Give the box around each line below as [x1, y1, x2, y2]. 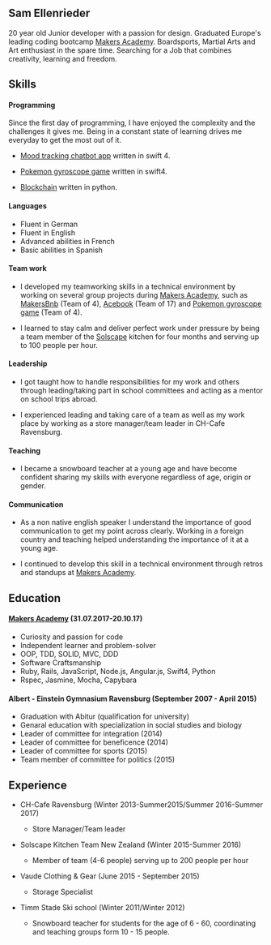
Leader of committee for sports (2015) [19, 746, 148, 756]
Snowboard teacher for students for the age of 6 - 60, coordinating [32, 918, 256, 928]
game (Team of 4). [19, 307, 83, 317]
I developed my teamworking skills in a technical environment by [19, 281, 236, 291]
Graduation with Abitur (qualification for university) [19, 711, 190, 721]
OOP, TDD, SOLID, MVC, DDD [19, 649, 119, 659]
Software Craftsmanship [19, 658, 102, 668]
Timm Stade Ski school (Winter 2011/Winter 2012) [19, 903, 185, 913]
